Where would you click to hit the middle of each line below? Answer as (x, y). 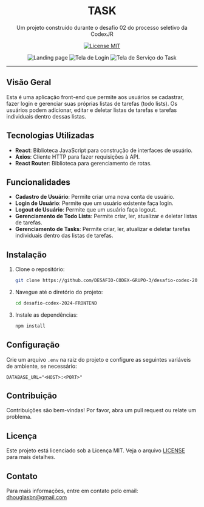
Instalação (27, 254)
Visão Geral (29, 82)
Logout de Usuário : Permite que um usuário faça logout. (86, 210)
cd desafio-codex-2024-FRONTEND (56, 303)
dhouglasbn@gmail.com (37, 497)
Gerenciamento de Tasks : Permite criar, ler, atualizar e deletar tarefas (103, 229)
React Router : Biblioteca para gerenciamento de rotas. (83, 163)
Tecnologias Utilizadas (50, 136)
